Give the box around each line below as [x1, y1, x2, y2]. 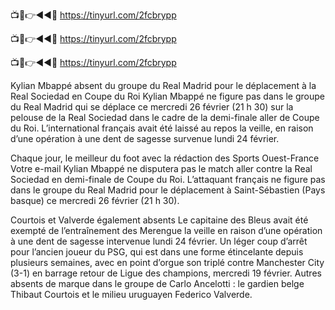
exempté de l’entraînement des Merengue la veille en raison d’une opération [10, 225, 323, 236]
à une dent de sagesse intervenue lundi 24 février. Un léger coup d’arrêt [10, 235, 308, 247]
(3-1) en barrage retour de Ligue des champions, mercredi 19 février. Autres [10, 267, 322, 279]
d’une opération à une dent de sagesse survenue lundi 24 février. [10, 133, 280, 144]
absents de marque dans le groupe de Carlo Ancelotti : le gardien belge [10, 278, 305, 289]
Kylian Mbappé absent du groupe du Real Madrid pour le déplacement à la [10, 80, 317, 91]
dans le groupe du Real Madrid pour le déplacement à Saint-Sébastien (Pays [10, 184, 326, 196]
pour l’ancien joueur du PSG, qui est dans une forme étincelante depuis [10, 246, 304, 258]
